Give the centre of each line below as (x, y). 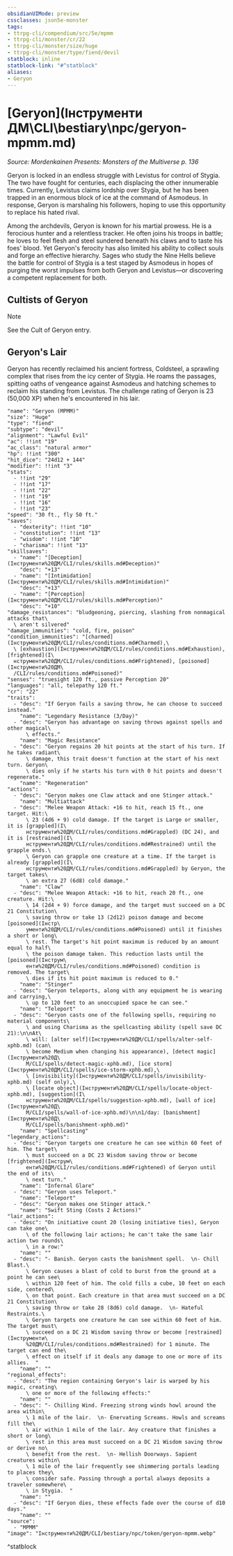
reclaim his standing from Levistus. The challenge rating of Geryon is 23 (111, 390)
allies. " (23, 1363)
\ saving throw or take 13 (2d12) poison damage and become (114, 917)
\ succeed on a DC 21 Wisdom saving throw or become (104, 1332)
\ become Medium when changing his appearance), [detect (110, 1051)
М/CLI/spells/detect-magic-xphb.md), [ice (88, 1064)
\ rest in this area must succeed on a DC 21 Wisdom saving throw (124, 1442)
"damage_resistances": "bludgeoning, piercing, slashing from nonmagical (116, 612)
